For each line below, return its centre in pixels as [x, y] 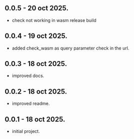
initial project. [26, 131]
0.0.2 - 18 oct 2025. [36, 91]
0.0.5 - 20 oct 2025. [36, 8]
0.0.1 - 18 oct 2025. [35, 119]
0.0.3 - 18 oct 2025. [36, 64]
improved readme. [31, 103]
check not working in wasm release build [54, 20]
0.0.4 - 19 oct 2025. [36, 36]
